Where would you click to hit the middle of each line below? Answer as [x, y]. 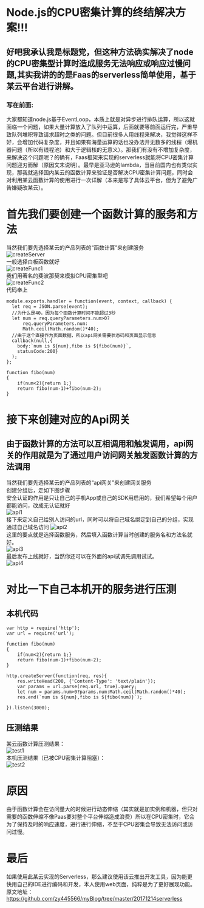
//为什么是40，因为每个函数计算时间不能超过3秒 [64, 313]
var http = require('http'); [43, 628]
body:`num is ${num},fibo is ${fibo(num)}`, [74, 346]
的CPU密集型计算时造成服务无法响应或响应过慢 [95, 63]
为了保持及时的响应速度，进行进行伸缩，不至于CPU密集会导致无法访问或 [97, 824]
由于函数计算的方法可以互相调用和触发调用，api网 [100, 444]
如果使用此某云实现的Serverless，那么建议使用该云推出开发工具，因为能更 [100, 876]
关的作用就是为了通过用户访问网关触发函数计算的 [98, 455]
